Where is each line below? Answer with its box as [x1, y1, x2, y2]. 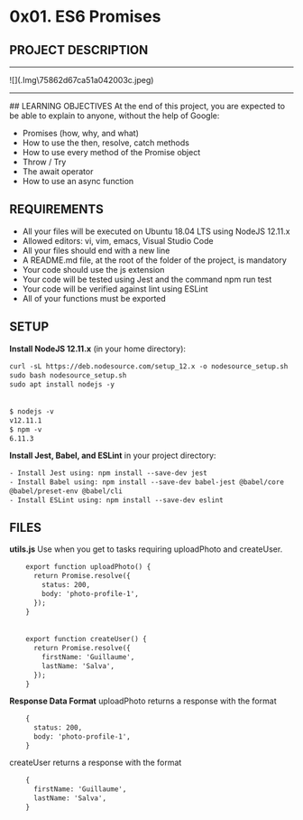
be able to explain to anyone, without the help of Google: [9, 110, 220, 121]
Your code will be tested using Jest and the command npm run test [22, 274, 272, 284]
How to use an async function [22, 176, 134, 186]
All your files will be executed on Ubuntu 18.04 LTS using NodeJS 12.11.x [22, 226, 290, 237]
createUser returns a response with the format [9, 757, 182, 769]
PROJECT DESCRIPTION [9, 42, 149, 58]
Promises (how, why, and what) [22, 128, 140, 138]
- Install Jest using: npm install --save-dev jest [9, 468, 207, 478]
